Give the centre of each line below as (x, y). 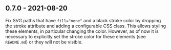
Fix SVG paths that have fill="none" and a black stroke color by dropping (83, 20)
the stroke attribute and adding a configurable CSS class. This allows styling (86, 26)
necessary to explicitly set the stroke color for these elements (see (76, 36)
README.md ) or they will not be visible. (44, 42)
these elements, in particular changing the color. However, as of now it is (82, 31)
